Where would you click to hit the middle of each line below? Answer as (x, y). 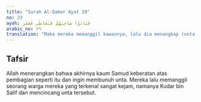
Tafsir (17, 59)
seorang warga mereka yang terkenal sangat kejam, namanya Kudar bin (95, 86)
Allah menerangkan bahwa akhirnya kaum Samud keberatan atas (87, 73)
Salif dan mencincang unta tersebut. (51, 92)
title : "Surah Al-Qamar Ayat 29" (48, 12)
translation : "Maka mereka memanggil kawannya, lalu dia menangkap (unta (101, 34)
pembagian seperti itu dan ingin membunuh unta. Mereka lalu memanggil (97, 80)
